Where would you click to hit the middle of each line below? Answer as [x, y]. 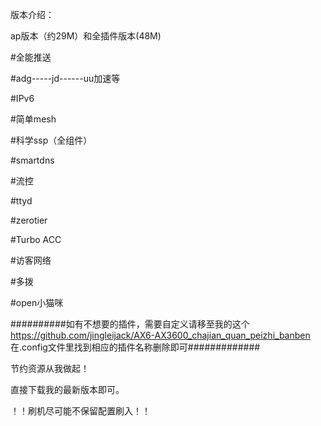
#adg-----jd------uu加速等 [65, 78]
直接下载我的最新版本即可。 [67, 389]
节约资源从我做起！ [50, 368]
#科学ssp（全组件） [51, 140]
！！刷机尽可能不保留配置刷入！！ [80, 411]
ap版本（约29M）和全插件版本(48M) [86, 36]
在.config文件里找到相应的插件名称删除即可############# [135, 347]
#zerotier [29, 220]
